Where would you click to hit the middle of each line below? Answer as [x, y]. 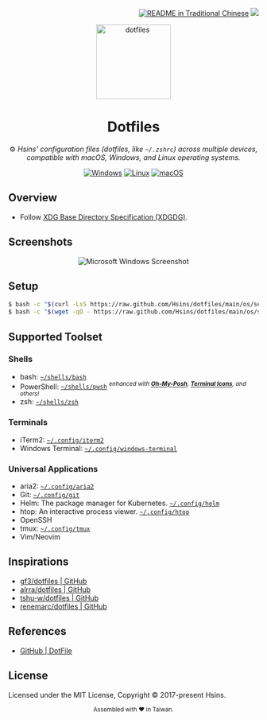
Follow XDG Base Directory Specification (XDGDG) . [104, 217]
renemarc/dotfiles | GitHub [63, 606]
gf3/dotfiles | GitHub [53, 581]
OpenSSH [36, 520]
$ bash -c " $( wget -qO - [49, 312]
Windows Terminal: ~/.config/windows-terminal [98, 448]
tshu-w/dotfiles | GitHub [59, 597]
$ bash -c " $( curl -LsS [48, 305]
